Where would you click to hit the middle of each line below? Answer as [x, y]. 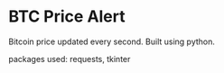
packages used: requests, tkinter [70, 59]
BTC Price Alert [67, 17]
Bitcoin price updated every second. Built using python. [112, 41]
